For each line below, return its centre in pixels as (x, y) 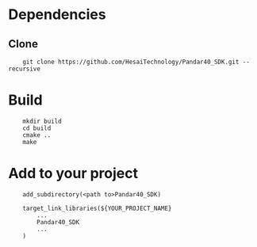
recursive (25, 69)
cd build (37, 128)
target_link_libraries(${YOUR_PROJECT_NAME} (97, 208)
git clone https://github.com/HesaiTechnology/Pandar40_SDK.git (131, 62)
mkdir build (42, 121)
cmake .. (37, 135)
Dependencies (57, 15)
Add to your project (73, 174)
